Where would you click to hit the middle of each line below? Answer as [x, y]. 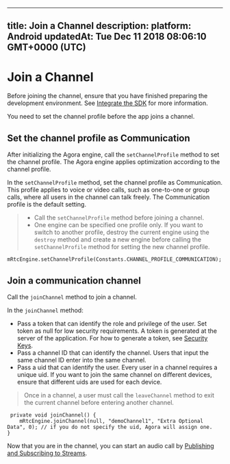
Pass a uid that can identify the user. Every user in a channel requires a [117, 367]
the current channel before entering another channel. [99, 402]
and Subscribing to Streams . [47, 453]
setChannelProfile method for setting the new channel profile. [122, 247]
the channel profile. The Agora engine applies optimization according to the [114, 162]
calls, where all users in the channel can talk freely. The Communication [108, 197]
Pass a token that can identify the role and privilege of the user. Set [112, 323]
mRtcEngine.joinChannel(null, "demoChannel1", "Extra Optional [112, 421]
